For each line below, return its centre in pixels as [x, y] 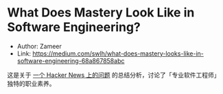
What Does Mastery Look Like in [101, 13]
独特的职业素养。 [31, 83]
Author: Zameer [39, 46]
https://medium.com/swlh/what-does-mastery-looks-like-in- [118, 54]
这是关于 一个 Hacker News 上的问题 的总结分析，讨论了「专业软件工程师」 [114, 75]
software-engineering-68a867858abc [71, 60]
